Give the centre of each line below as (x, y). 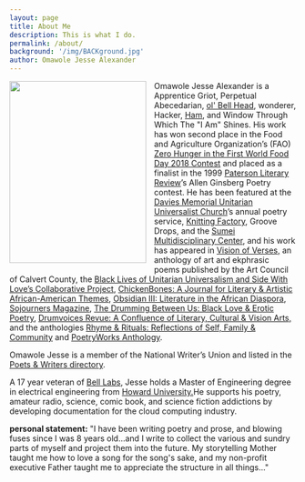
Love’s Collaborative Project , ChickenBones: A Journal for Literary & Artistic (151, 289)
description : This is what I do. (73, 35)
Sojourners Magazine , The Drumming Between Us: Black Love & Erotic (142, 308)
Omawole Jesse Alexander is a (212, 86)
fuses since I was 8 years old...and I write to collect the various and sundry (150, 438)
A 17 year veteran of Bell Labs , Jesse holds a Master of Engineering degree (150, 382)
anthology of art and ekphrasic (212, 260)
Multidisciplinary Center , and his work (225, 241)
